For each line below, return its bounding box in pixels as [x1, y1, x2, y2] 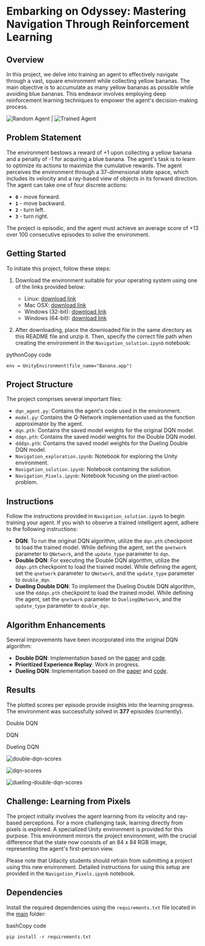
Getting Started [6, 248, 67, 259]
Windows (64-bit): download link [24, 314, 107, 322]
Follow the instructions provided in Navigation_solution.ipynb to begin [6, 513, 185, 520]
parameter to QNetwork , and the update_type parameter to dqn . [15, 551, 170, 558]
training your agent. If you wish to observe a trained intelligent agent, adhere [6, 519, 199, 526]
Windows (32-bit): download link [24, 308, 107, 315]
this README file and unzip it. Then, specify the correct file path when [15, 333, 192, 340]
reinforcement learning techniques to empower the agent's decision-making [6, 96, 198, 104]
